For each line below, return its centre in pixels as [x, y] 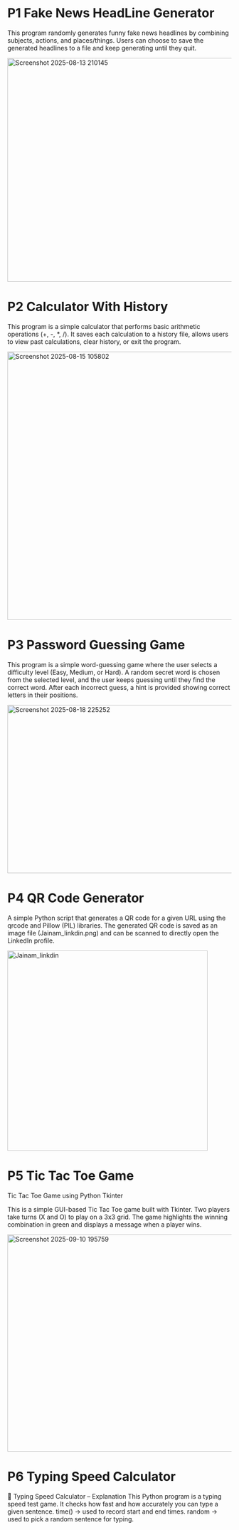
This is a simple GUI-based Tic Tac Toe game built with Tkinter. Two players [118, 1209]
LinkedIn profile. [31, 940]
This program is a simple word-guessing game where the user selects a [112, 664]
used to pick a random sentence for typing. [70, 1519]
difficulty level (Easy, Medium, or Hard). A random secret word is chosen [114, 672]
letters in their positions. [43, 695]
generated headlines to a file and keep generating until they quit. [102, 48]
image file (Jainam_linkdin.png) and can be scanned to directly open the [113, 933]
